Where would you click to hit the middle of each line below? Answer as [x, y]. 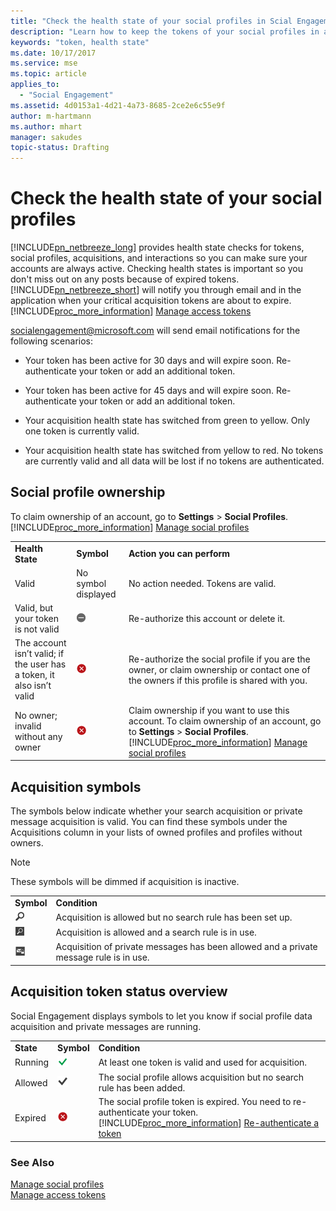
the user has [40, 664]
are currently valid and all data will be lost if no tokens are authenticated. [174, 461]
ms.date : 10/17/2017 [53, 53]
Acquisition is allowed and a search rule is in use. [156, 932]
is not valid [37, 629]
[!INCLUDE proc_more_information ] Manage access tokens [131, 311]
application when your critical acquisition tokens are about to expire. [151, 301]
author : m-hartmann [51, 116]
